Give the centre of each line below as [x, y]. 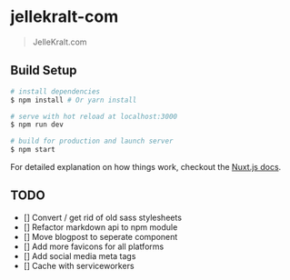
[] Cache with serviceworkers [79, 265]
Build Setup [44, 70]
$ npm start [33, 150]
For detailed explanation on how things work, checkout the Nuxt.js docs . [146, 167]
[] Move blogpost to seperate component [100, 236]
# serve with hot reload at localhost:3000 [94, 116]
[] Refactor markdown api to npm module [100, 227]
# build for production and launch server [92, 141]
